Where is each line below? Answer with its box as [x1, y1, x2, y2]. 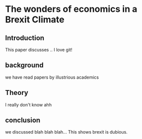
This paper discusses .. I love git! [5, 47, 72, 52]
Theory [5, 89, 29, 97]
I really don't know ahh [5, 101, 52, 107]
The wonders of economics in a [5, 3, 138, 15]
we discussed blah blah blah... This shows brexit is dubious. [5, 129, 128, 135]
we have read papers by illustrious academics [5, 74, 99, 80]
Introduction [5, 34, 45, 42]
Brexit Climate [5, 14, 65, 25]
